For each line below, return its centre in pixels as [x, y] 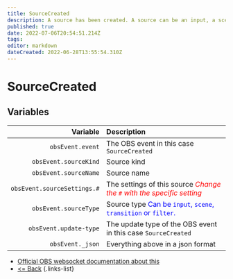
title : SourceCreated [38, 14]
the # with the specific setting [154, 193]
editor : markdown [32, 46]
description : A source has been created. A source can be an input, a [111, 20]
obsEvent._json [75, 244]
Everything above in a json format [161, 244]
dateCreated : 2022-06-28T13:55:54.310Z [65, 53]
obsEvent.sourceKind [66, 161]
